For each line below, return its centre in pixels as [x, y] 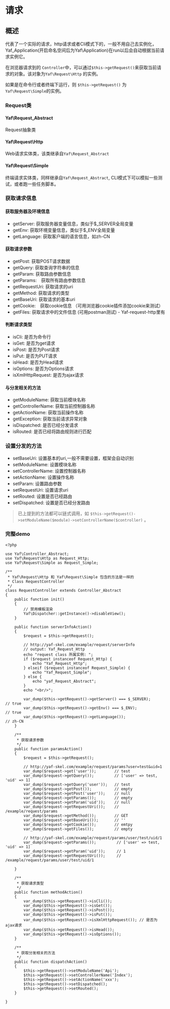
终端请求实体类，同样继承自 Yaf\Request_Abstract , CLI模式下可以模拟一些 [82, 177]
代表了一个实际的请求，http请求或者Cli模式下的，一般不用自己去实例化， [81, 44]
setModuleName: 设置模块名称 [45, 464]
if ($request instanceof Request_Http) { [68, 659]
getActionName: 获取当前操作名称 [48, 413]
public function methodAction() [48, 892]
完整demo [18, 534]
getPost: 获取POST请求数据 [41, 261]
